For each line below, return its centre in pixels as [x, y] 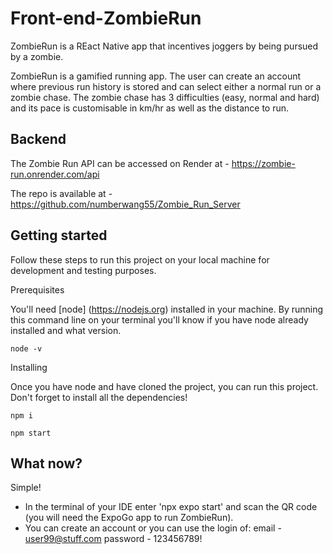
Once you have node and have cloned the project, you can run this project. [164, 386]
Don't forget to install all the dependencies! [99, 397]
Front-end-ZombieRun [106, 18]
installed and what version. [66, 330]
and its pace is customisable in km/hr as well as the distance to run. [150, 108]
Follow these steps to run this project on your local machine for [140, 259]
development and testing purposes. [83, 270]
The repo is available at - [61, 193]
